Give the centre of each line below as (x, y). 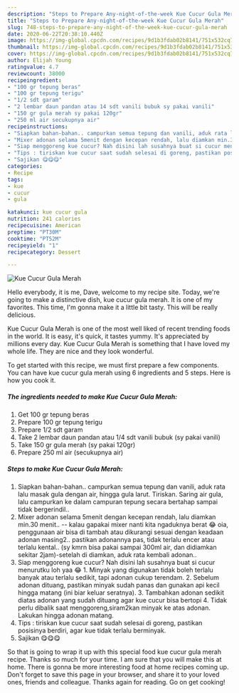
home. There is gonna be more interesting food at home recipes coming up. (118, 667)
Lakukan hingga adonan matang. (65, 615)
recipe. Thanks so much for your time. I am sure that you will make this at (115, 660)
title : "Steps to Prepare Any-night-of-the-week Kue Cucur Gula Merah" (116, 21)
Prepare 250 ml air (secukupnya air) (70, 452)
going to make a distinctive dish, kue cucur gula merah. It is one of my (110, 300)
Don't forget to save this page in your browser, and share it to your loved (113, 674)
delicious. (21, 315)
